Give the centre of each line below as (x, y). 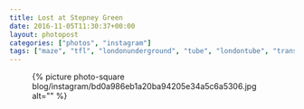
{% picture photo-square (78, 77)
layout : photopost (44, 34)
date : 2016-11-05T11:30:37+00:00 (72, 26)
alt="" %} (50, 96)
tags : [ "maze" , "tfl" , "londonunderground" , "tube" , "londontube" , (139, 51)
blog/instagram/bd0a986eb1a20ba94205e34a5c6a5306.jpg (144, 86)
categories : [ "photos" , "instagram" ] (81, 43)
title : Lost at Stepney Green (66, 18)
